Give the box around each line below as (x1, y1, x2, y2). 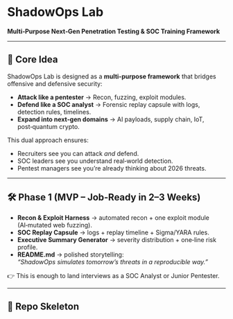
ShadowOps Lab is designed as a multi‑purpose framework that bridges (7, 72, 216, 80)
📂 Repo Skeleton (7, 300, 80, 312)
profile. (17, 243, 38, 251)
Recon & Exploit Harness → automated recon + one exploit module (17, 213, 209, 222)
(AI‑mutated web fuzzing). (17, 221, 92, 229)
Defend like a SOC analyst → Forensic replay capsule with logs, (17, 100, 200, 108)
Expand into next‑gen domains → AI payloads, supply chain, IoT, (17, 115, 205, 123)
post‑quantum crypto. (17, 122, 80, 130)
